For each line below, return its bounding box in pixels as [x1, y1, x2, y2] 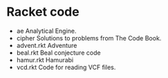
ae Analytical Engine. [16, 27, 77, 35]
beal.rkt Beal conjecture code [16, 49, 101, 57]
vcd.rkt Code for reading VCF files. [16, 63, 116, 71]
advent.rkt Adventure [16, 41, 77, 49]
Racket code [6, 4, 80, 20]
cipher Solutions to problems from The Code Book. [16, 34, 162, 42]
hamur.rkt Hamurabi [16, 55, 74, 64]
